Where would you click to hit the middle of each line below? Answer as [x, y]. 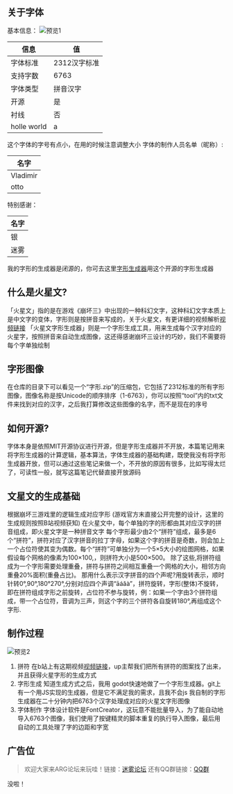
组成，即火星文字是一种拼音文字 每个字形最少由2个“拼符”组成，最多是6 [114, 532]
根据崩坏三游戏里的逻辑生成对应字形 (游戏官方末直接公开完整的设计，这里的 [115, 515]
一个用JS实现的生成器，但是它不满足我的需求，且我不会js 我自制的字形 [124, 692]
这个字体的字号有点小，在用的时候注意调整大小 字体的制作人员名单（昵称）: [115, 144]
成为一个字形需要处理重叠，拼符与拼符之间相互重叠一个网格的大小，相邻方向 [116, 567]
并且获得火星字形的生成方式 [57, 675]
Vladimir [24, 175]
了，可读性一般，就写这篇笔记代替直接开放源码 [74, 472]
